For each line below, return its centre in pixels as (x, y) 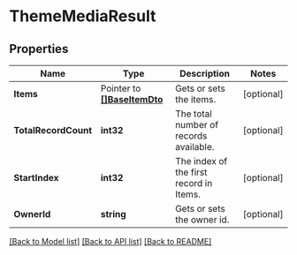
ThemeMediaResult (83, 16)
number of (197, 125)
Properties (39, 49)
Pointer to (121, 88)
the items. (196, 99)
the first (191, 172)
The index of (202, 161)
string (113, 214)
